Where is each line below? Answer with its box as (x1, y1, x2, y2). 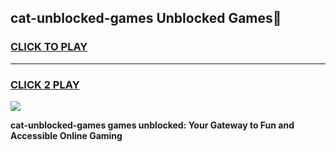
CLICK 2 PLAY (10, 77, 80, 91)
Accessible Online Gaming (10, 129, 123, 141)
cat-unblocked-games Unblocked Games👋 (10, 10, 282, 27)
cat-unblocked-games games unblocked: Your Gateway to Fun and (10, 119, 295, 131)
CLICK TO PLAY (10, 40, 88, 54)
